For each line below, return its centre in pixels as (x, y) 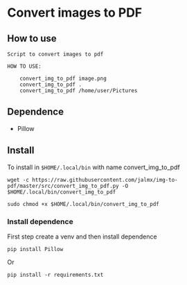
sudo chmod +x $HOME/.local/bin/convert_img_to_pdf (83, 204)
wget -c (18, 180)
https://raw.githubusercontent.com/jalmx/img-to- (105, 180)
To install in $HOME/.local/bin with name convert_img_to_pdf (93, 167)
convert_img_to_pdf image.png (63, 78)
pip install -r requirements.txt (55, 275)
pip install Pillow (35, 249)
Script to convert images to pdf (55, 54)
